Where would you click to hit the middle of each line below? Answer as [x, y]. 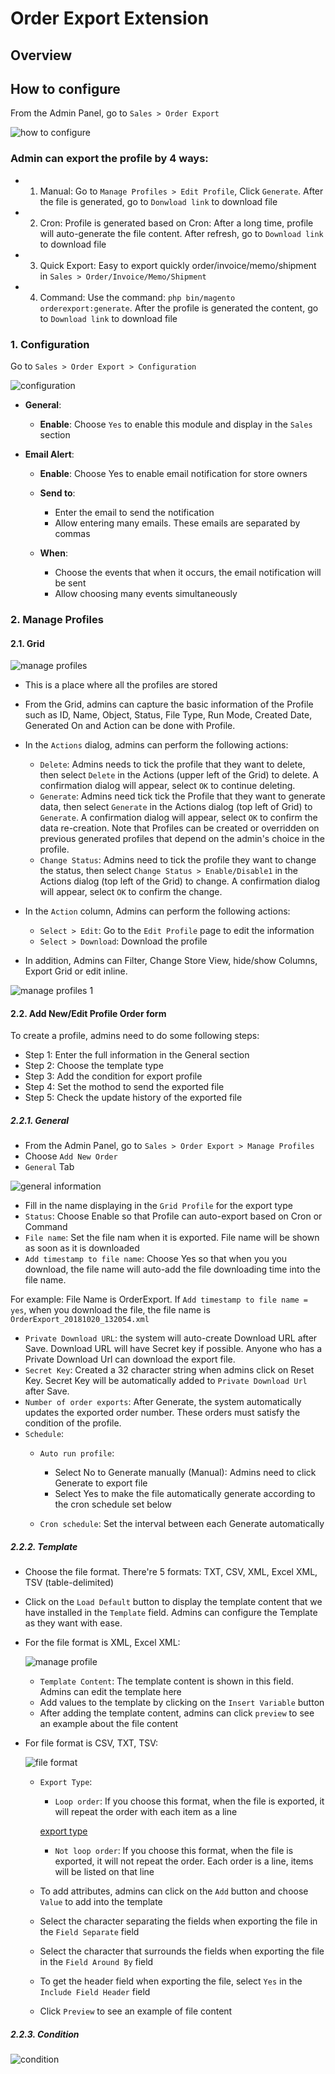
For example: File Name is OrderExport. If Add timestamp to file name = [159, 1299]
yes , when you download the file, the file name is [110, 1310]
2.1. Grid [27, 643]
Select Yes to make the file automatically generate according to [185, 1494]
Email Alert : [49, 454]
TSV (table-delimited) [69, 1583]
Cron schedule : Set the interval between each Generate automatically [182, 1524]
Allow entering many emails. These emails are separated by [177, 523]
